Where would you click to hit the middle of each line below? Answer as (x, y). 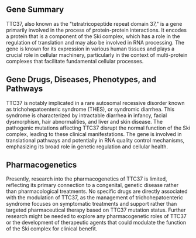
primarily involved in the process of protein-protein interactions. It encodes (97, 30)
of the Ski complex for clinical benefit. (52, 229)
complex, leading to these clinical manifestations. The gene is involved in (94, 134)
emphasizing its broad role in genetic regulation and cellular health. (87, 147)
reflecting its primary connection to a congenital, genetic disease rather (92, 185)
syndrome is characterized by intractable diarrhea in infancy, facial (87, 115)
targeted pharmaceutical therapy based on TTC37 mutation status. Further (96, 210)
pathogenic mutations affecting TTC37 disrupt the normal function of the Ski (98, 128)
